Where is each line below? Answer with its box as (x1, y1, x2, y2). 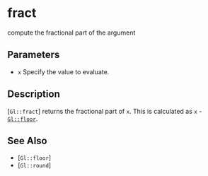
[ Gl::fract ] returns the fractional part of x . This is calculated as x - (7, 107, 202, 115)
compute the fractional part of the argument (7, 28, 136, 37)
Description (7, 88, 60, 100)
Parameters (7, 49, 60, 61)
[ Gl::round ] (17, 161, 52, 170)
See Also (7, 134, 47, 146)
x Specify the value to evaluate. (17, 67, 110, 76)
